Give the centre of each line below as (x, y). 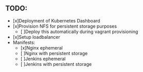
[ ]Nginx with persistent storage (54, 53)
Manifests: (24, 42)
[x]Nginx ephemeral (41, 47)
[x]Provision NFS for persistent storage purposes (65, 26)
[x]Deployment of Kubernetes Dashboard (56, 20)
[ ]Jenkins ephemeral (43, 59)
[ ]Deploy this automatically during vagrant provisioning (79, 31)
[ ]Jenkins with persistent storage (56, 64)
